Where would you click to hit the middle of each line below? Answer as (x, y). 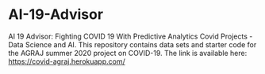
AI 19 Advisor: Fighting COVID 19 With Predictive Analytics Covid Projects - (131, 36)
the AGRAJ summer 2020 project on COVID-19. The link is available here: (128, 53)
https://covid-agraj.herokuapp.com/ (67, 61)
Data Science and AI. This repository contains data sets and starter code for (132, 44)
